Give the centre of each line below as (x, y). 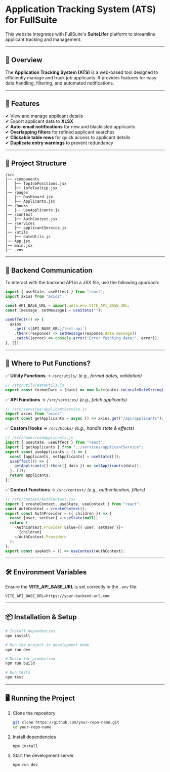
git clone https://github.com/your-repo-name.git (66, 722)
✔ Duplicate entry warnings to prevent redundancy (59, 143)
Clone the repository (34, 713)
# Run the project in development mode (47, 645)
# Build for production (30, 659)
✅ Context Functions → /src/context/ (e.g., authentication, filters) (75, 489)
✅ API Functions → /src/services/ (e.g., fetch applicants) (66, 399)
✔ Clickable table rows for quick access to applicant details (68, 137)
